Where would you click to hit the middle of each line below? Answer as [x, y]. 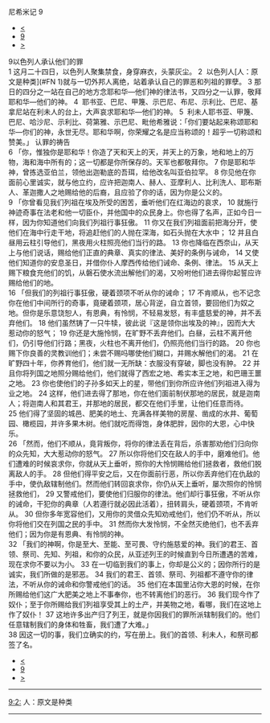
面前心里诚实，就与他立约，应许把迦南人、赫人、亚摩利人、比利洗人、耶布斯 [135, 182]
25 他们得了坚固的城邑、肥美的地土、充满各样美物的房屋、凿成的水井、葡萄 [133, 413]
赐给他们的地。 [33, 283]
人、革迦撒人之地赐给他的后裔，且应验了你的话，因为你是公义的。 [117, 192]
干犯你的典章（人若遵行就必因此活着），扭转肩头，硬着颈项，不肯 [143, 504]
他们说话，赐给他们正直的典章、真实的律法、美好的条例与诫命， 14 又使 [141, 253]
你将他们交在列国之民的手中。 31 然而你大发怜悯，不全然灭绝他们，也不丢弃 [134, 524]
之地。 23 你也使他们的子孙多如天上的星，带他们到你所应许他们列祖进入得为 [135, 383]
